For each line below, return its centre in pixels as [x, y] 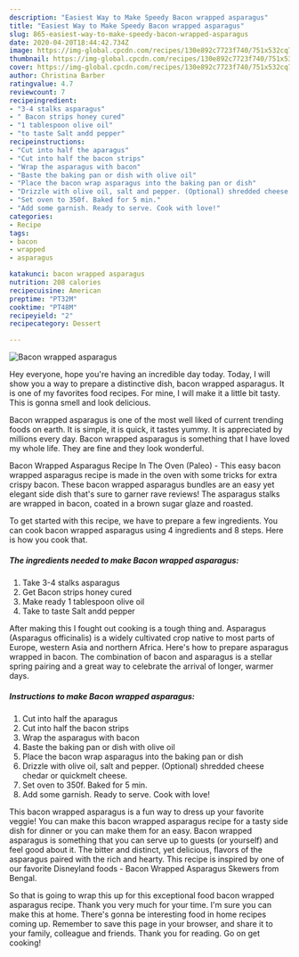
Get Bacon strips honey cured [77, 592]
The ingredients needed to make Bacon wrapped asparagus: [124, 560]
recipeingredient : [43, 100]
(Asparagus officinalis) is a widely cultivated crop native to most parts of [142, 638]
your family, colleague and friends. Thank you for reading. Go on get [135, 934]
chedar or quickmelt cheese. [75, 776]
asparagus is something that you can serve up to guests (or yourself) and [144, 840]
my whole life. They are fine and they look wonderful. [107, 449]
